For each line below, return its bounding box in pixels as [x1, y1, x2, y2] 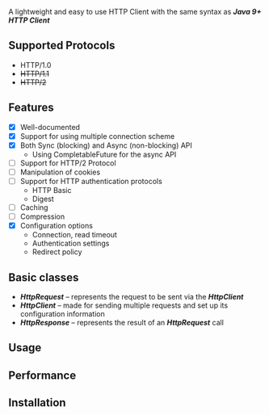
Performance [8, 368, 77, 382]
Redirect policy [32, 247, 82, 257]
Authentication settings [32, 238, 110, 249]
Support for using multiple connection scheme [19, 131, 175, 140]
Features [8, 101, 54, 115]
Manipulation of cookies [19, 167, 101, 177]
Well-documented [19, 122, 81, 132]
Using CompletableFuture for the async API [32, 149, 177, 159]
